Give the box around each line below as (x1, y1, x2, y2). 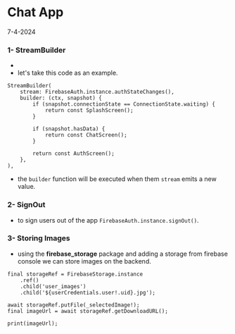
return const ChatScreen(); (44, 132, 128, 139)
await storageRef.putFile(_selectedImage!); (7, 301, 140, 309)
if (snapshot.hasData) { (32, 125, 106, 132)
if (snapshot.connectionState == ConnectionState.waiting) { (32, 101, 216, 108)
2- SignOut (7, 200, 46, 210)
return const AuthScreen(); (32, 150, 115, 157)
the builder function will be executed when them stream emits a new (17, 175, 217, 183)
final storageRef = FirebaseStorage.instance (7, 271, 143, 278)
